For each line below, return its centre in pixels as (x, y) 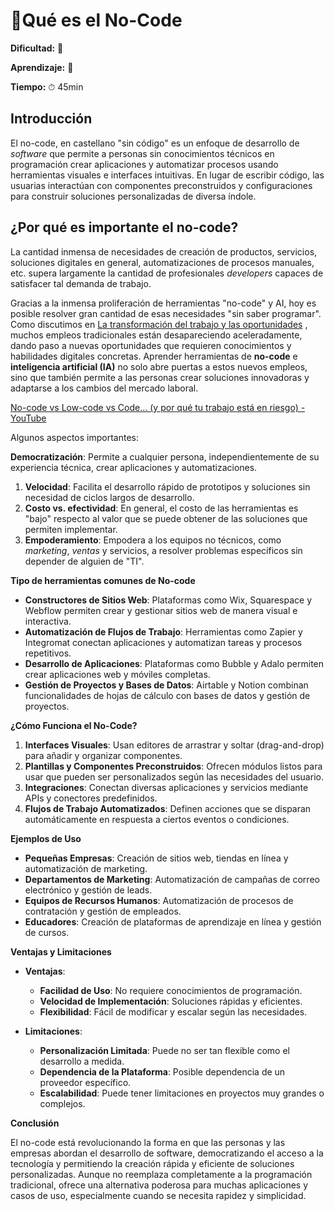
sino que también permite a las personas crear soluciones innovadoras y (160, 377)
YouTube (28, 418)
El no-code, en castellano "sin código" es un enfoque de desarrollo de (155, 143)
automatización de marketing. (86, 868)
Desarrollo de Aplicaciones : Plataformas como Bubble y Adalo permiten (174, 663)
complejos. (62, 1103)
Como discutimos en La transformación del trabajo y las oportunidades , (159, 324)
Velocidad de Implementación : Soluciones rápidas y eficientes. (171, 1001)
